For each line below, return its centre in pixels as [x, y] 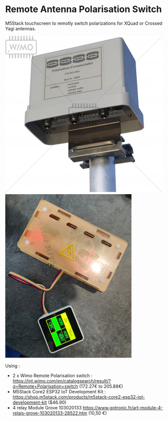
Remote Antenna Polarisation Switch [84, 9]
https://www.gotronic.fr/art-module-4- [123, 407]
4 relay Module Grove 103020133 [47, 407]
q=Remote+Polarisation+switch [45, 386]
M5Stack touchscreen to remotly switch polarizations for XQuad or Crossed [84, 23]
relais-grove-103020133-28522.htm [50, 413]
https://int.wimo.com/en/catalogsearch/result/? [62, 381]
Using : [13, 366]
